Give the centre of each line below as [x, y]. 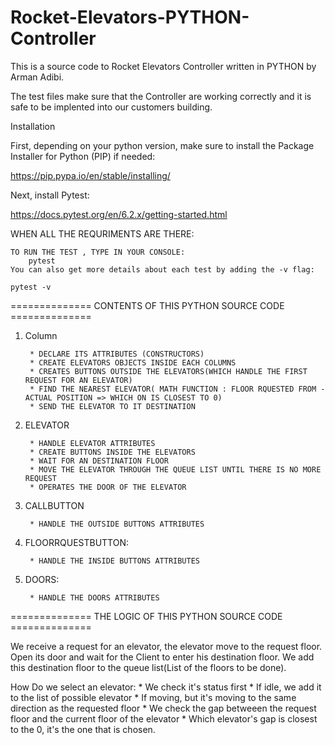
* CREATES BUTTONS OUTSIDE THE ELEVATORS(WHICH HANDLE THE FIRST [168, 371]
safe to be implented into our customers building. [111, 107]
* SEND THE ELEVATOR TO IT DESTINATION [112, 406]
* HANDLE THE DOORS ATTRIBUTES [94, 597]
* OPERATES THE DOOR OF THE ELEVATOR [108, 487]
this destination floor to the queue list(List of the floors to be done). [148, 667]
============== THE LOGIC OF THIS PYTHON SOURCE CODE [146, 616]
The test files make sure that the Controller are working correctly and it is [161, 96]
